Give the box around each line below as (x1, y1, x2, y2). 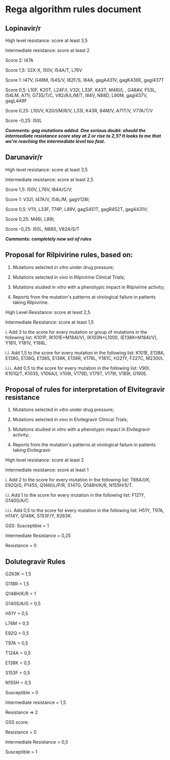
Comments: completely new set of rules (5, 236, 92, 242)
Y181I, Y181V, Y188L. (5, 339, 47, 346)
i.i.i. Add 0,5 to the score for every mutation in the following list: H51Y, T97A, (5, 507, 164, 513)
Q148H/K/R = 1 (5, 591, 36, 597)
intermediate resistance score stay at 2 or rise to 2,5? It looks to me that (5, 133, 161, 139)
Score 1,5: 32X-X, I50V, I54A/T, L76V (5, 67, 82, 73)
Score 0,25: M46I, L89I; (5, 216, 55, 222)
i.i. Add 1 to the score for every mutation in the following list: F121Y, (5, 492, 146, 498)
